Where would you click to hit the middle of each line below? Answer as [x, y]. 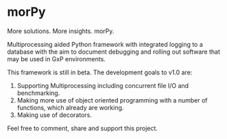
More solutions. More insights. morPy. [61, 31]
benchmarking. [38, 93]
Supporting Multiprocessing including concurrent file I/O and [103, 85]
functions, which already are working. [70, 107]
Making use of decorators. [55, 115]
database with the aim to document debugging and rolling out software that [114, 52]
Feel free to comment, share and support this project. [82, 128]
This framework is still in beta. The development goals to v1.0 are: [100, 72]
